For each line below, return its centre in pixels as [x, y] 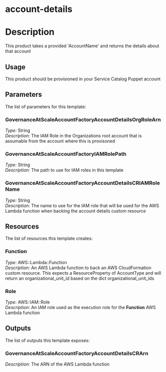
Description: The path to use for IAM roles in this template [64, 170]
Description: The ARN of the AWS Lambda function [57, 364]
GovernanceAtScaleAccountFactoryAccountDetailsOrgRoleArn [83, 119]
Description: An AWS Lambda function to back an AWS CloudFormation [78, 268]
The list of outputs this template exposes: [47, 340]
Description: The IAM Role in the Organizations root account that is [74, 136]
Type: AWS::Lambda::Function [36, 262]
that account [18, 51]
